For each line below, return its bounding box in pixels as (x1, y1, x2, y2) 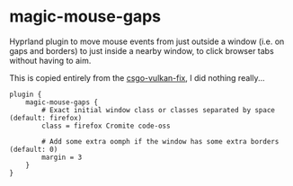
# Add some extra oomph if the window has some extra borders (41, 137, 280, 146)
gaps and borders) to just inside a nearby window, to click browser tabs (9, 45, 274, 56)
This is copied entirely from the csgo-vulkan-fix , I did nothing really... (9, 72, 265, 83)
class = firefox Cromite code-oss (41, 121, 171, 130)
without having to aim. (9, 55, 92, 66)
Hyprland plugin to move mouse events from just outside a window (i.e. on (9, 36, 285, 47)
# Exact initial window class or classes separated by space (41, 105, 276, 114)
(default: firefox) (9, 113, 83, 122)
